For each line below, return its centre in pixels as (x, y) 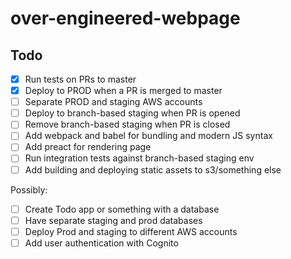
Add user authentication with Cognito (101, 243)
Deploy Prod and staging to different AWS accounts (131, 231)
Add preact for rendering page (88, 147)
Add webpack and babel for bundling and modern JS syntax (148, 136)
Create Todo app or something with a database (122, 209)
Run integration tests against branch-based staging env (139, 158)
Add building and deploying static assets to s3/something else (153, 169)
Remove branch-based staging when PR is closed (127, 124)
